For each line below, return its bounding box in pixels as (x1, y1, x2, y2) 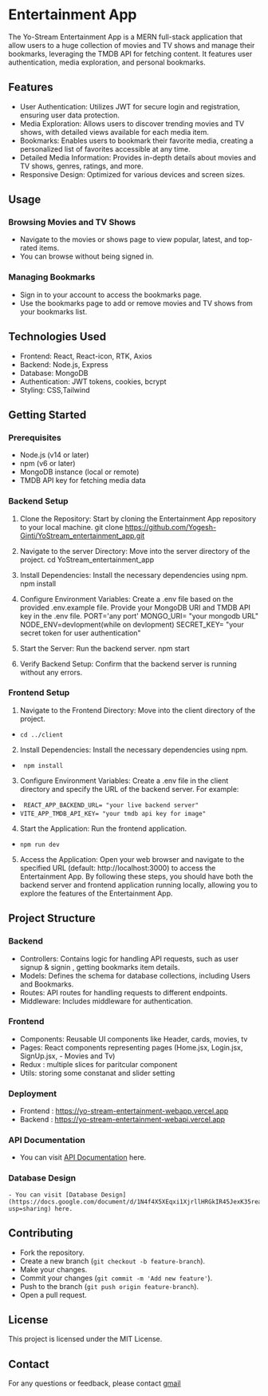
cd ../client (19, 730, 64, 739)
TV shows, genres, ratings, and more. (19, 161, 144, 171)
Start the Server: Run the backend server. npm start (19, 643, 190, 653)
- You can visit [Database (8, 1191, 98, 1199)
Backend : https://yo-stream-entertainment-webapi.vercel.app (19, 1115, 226, 1125)
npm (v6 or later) (19, 459, 76, 469)
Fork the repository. (19, 1248, 85, 1257)
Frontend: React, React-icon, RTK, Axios (19, 351, 152, 361)
